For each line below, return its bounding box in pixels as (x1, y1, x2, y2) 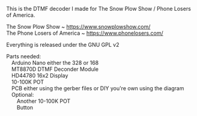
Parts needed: (6, 53, 41, 60)
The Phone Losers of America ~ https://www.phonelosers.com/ (6, 29, 163, 37)
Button (17, 104, 34, 111)
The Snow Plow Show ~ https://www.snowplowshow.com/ (6, 23, 151, 30)
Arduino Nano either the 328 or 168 (11, 60, 99, 66)
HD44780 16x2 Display (11, 72, 68, 79)
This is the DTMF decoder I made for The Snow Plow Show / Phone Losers (6, 5, 191, 12)
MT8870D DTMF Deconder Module (11, 66, 99, 73)
